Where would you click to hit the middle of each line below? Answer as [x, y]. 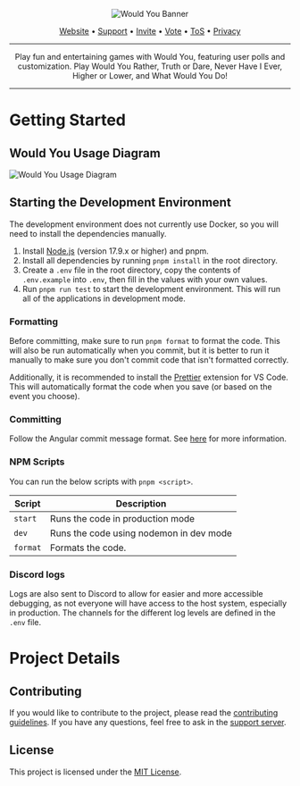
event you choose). [45, 397]
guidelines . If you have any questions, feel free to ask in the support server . [148, 722]
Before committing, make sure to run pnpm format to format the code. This [145, 341]
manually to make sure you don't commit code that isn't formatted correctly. [149, 360]
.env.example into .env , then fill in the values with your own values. [145, 279]
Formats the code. [88, 548]
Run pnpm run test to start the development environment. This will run [151, 288]
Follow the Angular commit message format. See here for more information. [148, 439]
